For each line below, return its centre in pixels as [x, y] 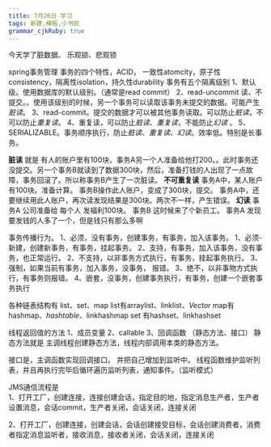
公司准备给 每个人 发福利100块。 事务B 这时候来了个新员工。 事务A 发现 [142, 210]
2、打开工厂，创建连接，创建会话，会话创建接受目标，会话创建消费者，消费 [135, 424]
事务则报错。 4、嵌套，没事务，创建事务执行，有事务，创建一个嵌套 [143, 278]
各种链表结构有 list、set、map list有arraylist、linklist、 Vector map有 [121, 306]
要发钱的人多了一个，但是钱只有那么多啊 [76, 221]
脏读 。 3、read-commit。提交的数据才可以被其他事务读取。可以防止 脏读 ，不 [136, 112]
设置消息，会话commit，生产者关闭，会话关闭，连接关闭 [102, 407]
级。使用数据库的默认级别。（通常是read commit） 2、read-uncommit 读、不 [135, 92]
